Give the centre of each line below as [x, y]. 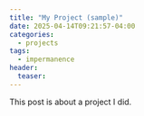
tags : [19, 51]
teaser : [32, 76]
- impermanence [46, 59]
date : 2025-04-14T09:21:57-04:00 [72, 26]
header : [24, 68]
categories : [32, 34]
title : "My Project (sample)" [67, 18]
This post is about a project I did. [71, 102]
